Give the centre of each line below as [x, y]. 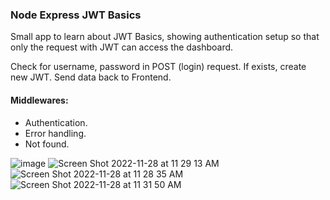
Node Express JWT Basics [76, 15]
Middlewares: [39, 100]
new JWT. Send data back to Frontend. [91, 77]
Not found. [47, 144]
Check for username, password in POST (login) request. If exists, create [158, 67]
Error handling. [55, 133]
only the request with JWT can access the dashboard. [122, 47]
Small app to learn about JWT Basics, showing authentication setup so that [165, 37]
